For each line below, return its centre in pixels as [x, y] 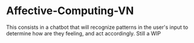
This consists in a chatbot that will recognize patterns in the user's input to [97, 27]
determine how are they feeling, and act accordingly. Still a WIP [84, 33]
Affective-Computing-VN [70, 11]
